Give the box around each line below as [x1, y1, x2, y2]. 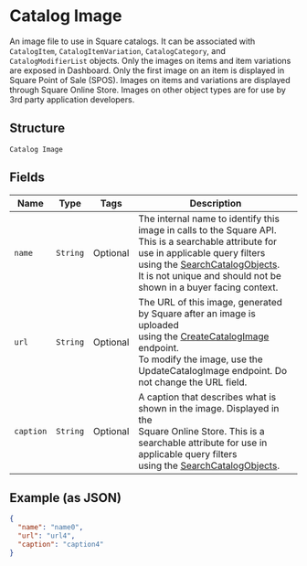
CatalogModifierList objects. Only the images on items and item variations [9, 55, 291, 66]
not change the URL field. [138, 376, 248, 389]
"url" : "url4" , [17, 531, 76, 540]
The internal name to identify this [138, 212, 281, 225]
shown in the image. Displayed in [138, 401, 280, 414]
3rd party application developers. [9, 93, 135, 105]
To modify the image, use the [138, 353, 263, 366]
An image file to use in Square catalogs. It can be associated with [9, 36, 256, 47]
